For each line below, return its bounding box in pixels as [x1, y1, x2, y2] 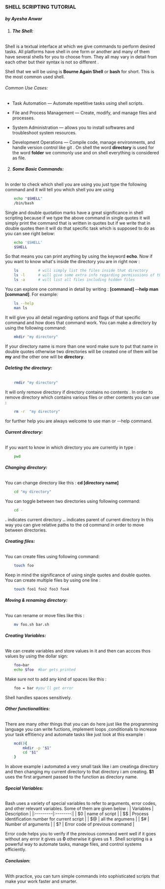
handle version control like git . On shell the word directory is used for [12, 144, 154, 150]
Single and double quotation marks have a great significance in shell [5, 209, 143, 215]
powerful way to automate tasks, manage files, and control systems [5, 841, 142, 847]
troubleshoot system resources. [12, 129, 77, 136]
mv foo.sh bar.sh [14, 622, 50, 627]
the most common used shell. [5, 74, 65, 80]
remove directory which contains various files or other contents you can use [5, 394, 160, 400]
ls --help [14, 301, 34, 306]
